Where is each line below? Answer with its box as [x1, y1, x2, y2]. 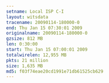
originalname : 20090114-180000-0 [6, 30, 88, 36]
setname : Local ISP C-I [6, 8, 64, 15]
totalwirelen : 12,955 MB [6, 52, 67, 58]
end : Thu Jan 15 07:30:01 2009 [6, 25, 83, 31]
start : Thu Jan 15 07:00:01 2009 [6, 47, 88, 53]
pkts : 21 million [6, 57, 49, 63]
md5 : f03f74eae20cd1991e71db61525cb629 [6, 68, 104, 74]
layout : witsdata [6, 14, 49, 20]
